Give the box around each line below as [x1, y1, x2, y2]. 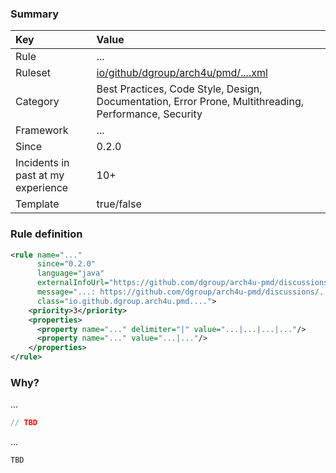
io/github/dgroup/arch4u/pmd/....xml [96, 66, 268, 80]
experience [15, 181, 69, 195]
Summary [10, 7, 60, 21]
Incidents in [15, 156, 70, 170]
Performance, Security [96, 107, 203, 121]
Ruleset [15, 66, 51, 80]
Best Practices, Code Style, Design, [96, 82, 263, 96]
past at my [15, 168, 65, 182]
